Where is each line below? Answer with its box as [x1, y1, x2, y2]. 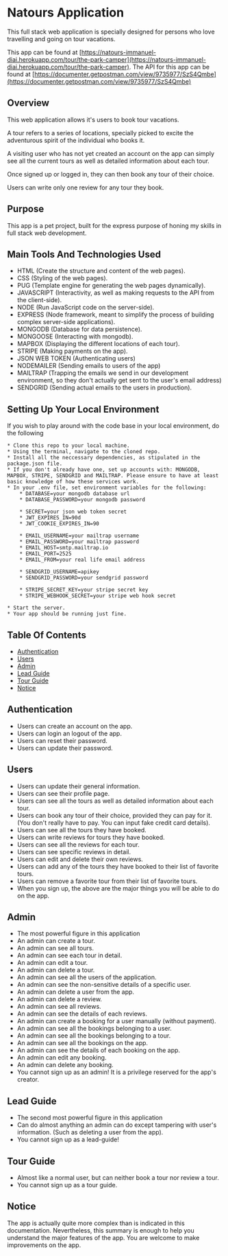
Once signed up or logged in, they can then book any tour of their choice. [7, 170, 214, 178]
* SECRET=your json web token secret [19, 508, 127, 516]
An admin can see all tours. [16, 944, 94, 952]
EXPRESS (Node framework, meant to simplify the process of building [16, 310, 214, 319]
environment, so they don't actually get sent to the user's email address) [16, 376, 222, 385]
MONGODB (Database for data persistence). [16, 325, 142, 334]
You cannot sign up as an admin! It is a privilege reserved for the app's [16, 1068, 217, 1076]
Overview [7, 98, 50, 109]
